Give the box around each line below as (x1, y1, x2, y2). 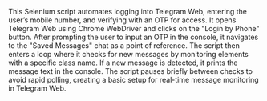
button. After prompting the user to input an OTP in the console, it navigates (8, 32, 259, 42)
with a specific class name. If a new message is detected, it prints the (8, 58, 238, 67)
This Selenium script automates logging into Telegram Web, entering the (8, 7, 247, 16)
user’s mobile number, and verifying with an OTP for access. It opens (8, 15, 237, 25)
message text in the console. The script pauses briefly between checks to (8, 67, 253, 75)
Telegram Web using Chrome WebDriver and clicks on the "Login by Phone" (8, 24, 260, 33)
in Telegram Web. (8, 83, 67, 93)
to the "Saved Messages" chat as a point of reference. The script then (8, 41, 241, 50)
